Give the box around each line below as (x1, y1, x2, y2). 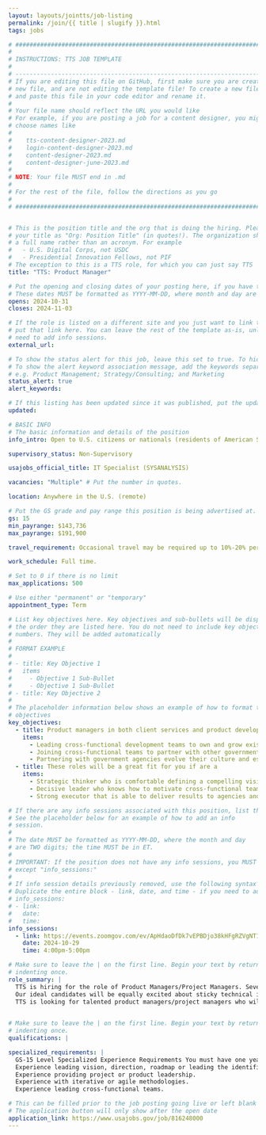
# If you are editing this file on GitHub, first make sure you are (8, 77, 239, 86)
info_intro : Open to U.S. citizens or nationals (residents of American (8, 435, 253, 444)
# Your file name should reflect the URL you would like (8, 107, 200, 115)
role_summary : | (8, 976, 62, 984)
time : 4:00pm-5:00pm (22, 946, 90, 955)
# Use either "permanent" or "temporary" (8, 594, 147, 602)
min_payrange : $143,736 (8, 522, 87, 529)
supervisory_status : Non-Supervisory (8, 449, 133, 458)
